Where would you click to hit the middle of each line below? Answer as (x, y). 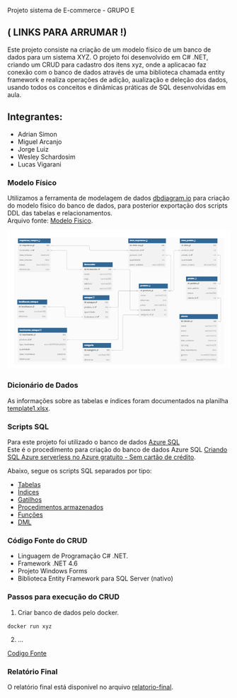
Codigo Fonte (27, 653)
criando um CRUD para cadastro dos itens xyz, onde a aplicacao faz (107, 64)
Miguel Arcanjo (40, 142)
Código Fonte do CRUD (47, 540)
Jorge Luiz (33, 149)
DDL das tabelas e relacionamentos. (60, 213)
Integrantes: (35, 117)
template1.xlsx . (29, 408)
